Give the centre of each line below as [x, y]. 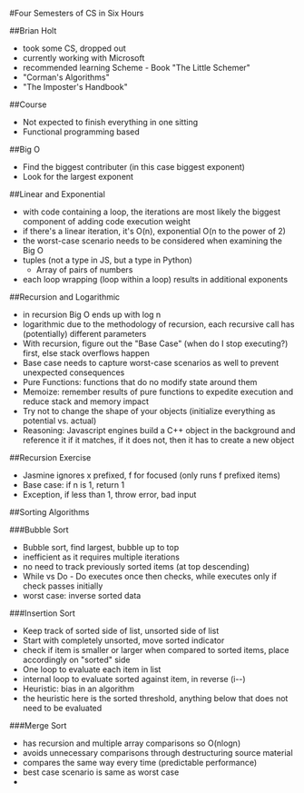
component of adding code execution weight [106, 221]
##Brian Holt [33, 30]
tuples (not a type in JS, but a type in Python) [107, 260]
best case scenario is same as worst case [101, 772]
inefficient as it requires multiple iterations [101, 557]
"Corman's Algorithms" [66, 77]
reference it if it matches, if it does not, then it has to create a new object [158, 440]
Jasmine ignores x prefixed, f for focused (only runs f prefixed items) [152, 475]
